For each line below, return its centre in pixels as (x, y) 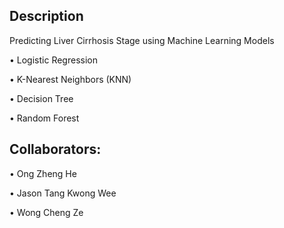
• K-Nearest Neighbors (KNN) (70, 79)
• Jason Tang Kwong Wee (63, 193)
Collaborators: (55, 149)
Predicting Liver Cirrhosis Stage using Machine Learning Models (142, 40)
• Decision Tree (41, 98)
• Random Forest (44, 118)
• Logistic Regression (53, 60)
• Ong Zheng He (43, 173)
